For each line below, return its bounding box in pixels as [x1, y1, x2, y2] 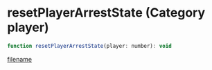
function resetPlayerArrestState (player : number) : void [7, 42, 172, 49]
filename [7, 55, 33, 63]
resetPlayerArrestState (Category [7, 5, 206, 21]
